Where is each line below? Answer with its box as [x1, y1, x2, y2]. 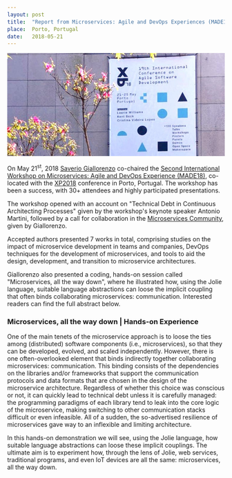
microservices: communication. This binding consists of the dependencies [7, 362, 220, 370]
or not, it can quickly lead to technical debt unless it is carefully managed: [7, 391, 217, 399]
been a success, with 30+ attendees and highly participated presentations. [7, 186, 221, 195]
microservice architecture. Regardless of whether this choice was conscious [7, 384, 225, 392]
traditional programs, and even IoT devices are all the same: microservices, [7, 456, 221, 464]
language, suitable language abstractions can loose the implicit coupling [7, 285, 213, 293]
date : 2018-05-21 [7, 33, 64, 40]
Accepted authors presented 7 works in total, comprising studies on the [7, 235, 211, 243]
